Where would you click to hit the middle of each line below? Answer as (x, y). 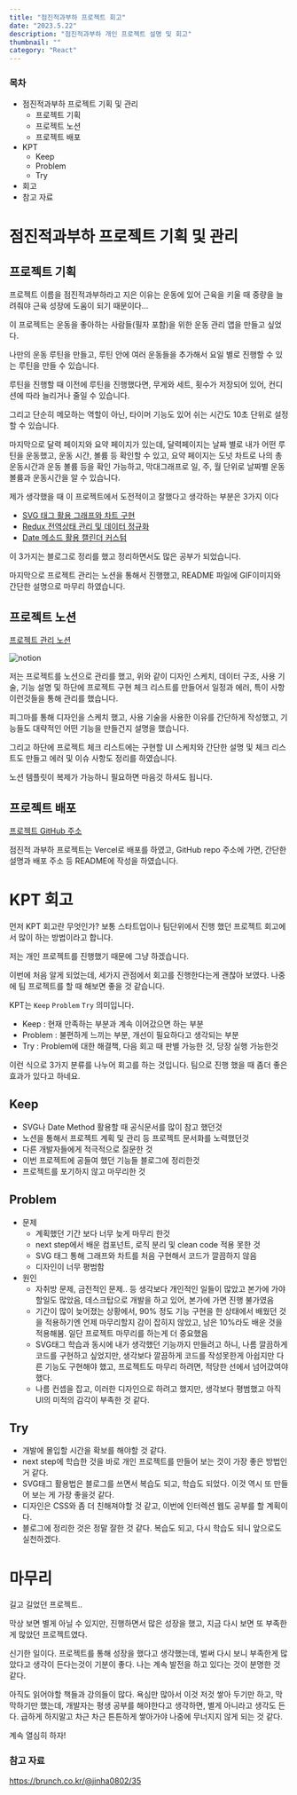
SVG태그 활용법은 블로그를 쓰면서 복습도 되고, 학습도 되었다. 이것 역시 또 (147, 1484)
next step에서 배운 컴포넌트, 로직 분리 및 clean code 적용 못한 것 (148, 1244)
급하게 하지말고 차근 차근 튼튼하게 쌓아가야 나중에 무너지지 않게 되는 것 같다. (152, 1717)
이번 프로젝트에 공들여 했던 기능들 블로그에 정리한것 (111, 1160)
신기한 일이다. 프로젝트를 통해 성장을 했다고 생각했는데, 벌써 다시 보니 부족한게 (144, 1653)
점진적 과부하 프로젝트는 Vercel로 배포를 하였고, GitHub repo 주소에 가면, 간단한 (148, 850)
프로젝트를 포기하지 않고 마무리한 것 (84, 1171)
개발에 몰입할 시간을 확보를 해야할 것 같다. (94, 1451)
